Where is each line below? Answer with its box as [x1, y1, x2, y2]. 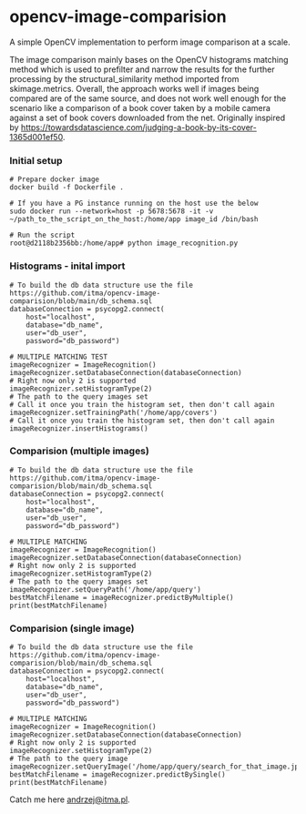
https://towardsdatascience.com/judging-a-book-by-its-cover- [21, 121, 257, 133]
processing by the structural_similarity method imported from [9, 73, 240, 84]
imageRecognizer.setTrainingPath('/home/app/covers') [9, 408, 219, 417]
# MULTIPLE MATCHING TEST [9, 352, 107, 361]
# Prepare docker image [9, 175, 100, 184]
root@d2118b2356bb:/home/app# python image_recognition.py [9, 239, 239, 248]
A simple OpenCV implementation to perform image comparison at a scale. [9, 36, 291, 47]
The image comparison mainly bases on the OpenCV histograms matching [9, 54, 289, 65]
